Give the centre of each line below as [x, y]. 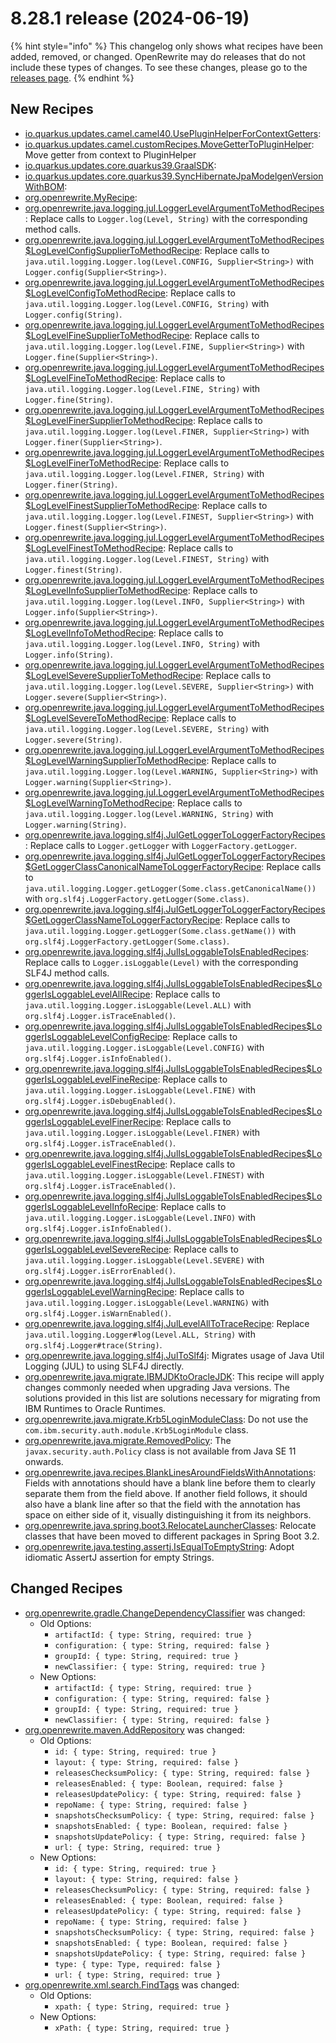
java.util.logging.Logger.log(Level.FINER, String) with [144, 473]
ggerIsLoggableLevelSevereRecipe [97, 1249]
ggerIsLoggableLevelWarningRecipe [99, 1291]
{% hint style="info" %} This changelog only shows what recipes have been [166, 46]
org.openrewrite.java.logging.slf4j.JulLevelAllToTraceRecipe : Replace [167, 1323]
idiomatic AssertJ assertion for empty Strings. [119, 1557]
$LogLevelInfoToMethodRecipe [89, 633]
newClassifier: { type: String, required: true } [160, 1667]
